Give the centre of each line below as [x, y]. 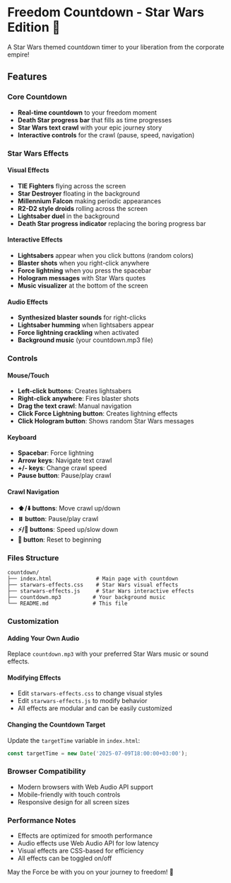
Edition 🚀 [34, 27]
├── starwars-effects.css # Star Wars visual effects [93, 585]
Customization [33, 621]
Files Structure [33, 558]
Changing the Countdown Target [57, 724]
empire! [18, 55]
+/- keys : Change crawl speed [62, 468]
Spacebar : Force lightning [55, 453]
